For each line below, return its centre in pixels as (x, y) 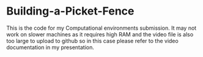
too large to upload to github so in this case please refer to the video (92, 41)
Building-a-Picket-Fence (70, 11)
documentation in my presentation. (50, 47)
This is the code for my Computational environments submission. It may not (102, 28)
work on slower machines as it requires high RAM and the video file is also (100, 34)
